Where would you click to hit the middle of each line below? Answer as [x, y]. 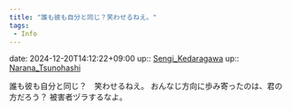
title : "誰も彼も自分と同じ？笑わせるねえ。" [83, 17]
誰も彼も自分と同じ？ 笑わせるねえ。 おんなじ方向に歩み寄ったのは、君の [146, 86]
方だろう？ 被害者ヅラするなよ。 [69, 97]
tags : [19, 26]
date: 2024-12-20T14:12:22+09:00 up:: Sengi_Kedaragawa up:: [124, 59]
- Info [25, 33]
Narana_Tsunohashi [45, 68]
